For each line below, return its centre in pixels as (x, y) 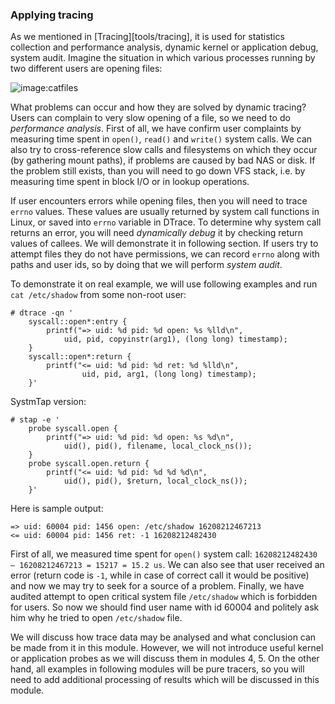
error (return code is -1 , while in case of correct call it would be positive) (160, 575)
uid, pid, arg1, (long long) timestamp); (169, 374)
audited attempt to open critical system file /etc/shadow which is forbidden (164, 597)
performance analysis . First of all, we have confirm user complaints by (156, 129)
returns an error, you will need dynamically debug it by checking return (157, 233)
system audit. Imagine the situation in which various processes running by (163, 58)
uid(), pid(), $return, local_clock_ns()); (155, 481)
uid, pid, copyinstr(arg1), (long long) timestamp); (175, 339)
